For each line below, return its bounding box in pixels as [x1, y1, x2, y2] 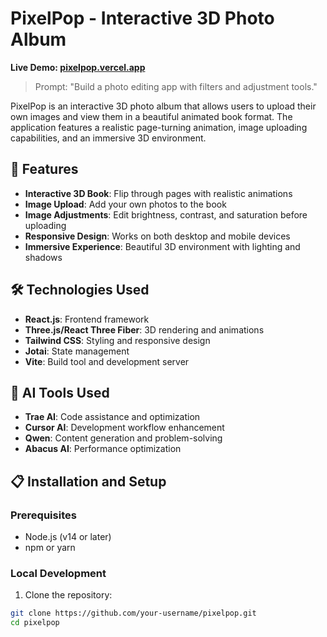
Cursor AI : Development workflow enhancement [24, 422, 225, 434]
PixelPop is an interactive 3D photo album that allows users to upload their [10, 100, 317, 112]
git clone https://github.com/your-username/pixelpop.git [10, 608, 257, 619]
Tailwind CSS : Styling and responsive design [24, 334, 211, 346]
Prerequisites [10, 508, 77, 522]
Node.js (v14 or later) [24, 531, 112, 543]
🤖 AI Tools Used [10, 384, 110, 401]
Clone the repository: [24, 589, 113, 601]
